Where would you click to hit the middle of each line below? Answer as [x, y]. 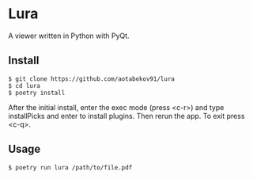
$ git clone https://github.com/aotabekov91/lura [92, 79]
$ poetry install [37, 93]
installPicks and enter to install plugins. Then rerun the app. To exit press [126, 116]
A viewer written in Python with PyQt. [69, 36]
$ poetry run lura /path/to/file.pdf [70, 167]
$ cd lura [25, 86]
